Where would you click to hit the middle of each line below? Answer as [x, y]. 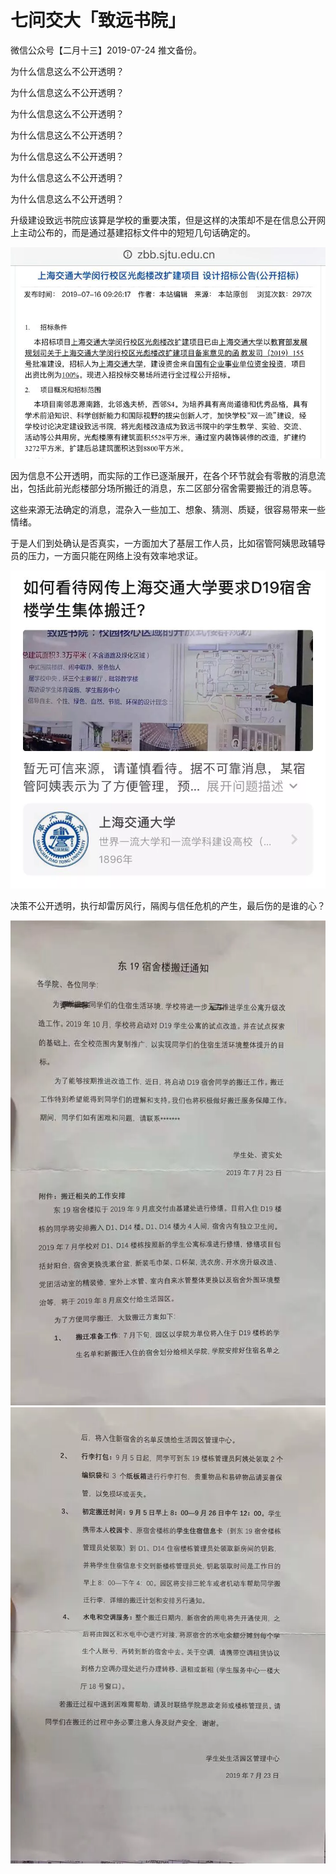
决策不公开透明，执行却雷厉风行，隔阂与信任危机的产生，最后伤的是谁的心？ [168, 905]
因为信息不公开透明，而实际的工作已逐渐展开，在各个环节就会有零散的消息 [163, 475]
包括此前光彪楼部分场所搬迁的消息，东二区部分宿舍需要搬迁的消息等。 [172, 488]
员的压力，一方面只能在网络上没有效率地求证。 [106, 555]
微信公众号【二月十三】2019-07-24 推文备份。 [106, 50]
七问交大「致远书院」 [98, 20]
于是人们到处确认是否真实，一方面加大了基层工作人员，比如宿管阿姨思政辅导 [168, 543]
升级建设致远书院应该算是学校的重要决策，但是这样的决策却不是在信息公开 [163, 220]
